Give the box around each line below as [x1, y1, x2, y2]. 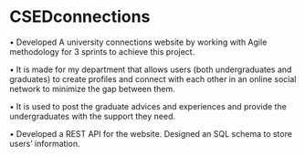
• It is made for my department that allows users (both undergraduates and [9, 64, 292, 75]
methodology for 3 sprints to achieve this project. [9, 46, 195, 57]
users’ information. [9, 138, 80, 149]
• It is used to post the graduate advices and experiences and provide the [9, 100, 288, 111]
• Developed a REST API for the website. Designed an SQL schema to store [9, 128, 292, 139]
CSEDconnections [9, 6, 151, 27]
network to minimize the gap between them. [9, 83, 175, 94]
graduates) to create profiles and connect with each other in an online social [9, 73, 297, 84]
